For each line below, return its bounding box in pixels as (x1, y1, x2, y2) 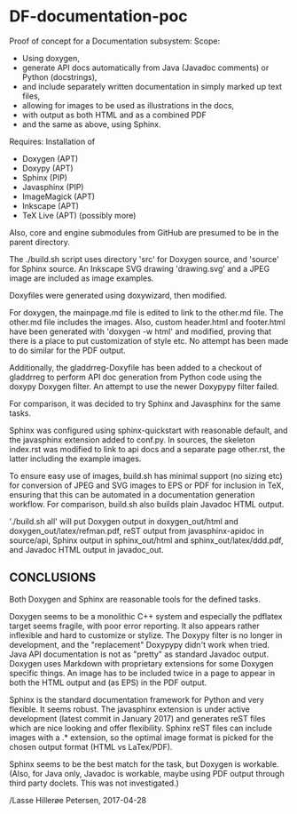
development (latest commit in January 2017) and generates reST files (9, 713, 266, 723)
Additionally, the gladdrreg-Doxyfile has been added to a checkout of (9, 362, 262, 372)
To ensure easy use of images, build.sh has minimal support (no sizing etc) (9, 470, 284, 481)
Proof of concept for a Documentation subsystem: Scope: (9, 36, 220, 46)
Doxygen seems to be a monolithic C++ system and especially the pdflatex (9, 610, 283, 621)
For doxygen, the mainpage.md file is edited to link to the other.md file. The (9, 307, 284, 317)
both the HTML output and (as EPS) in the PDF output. (9, 677, 207, 688)
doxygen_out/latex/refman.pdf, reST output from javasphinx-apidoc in (9, 525, 264, 536)
